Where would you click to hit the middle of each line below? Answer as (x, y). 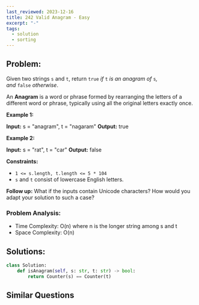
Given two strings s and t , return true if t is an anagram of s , (82, 78)
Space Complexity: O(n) (45, 233)
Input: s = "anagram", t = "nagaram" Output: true (68, 126)
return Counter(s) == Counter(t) (70, 276)
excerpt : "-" (23, 23)
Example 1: (20, 114)
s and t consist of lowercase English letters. (69, 179)
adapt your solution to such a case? (51, 197)
